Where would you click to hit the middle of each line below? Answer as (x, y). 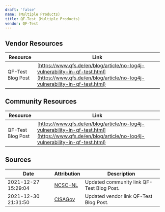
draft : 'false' (21, 10)
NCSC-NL (66, 185)
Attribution (67, 174)
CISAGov (65, 199)
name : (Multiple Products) (33, 14)
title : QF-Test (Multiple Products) (42, 19)
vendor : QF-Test (22, 23)
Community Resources (41, 102)
